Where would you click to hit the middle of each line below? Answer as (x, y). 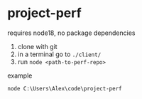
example (20, 75)
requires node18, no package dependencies (71, 33)
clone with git (38, 46)
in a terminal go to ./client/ (59, 54)
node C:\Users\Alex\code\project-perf (65, 88)
